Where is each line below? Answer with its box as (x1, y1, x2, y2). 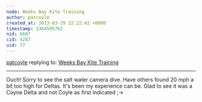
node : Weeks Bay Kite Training (6, 8, 85, 15)
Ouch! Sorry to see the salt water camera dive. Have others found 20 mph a (6, 76, 194, 83)
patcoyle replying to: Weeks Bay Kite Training (6, 58, 119, 66)
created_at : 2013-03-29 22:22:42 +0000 (6, 20, 106, 26)
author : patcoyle (6, 14, 50, 20)
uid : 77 (6, 43, 26, 49)
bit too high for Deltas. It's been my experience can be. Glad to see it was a (6, 82, 192, 89)
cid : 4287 (6, 37, 31, 43)
